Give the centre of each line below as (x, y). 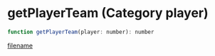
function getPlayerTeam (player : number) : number (81, 32)
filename (20, 45)
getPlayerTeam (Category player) (108, 13)
